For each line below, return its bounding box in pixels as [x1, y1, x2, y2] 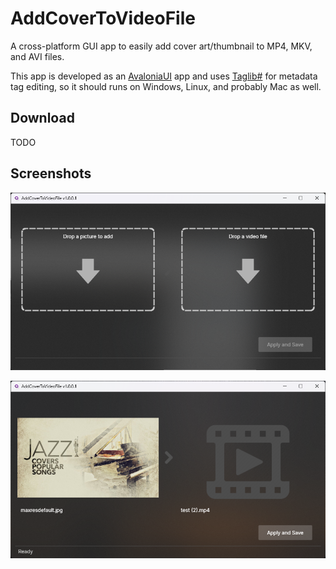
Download [10, 110, 75, 127]
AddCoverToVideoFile [10, 7, 196, 30]
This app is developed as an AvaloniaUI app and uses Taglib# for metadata [10, 70, 318, 82]
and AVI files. [10, 50, 65, 62]
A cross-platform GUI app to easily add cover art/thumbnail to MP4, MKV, [10, 40, 313, 52]
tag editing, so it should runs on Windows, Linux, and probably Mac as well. [10, 80, 322, 92]
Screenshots [10, 165, 92, 182]
